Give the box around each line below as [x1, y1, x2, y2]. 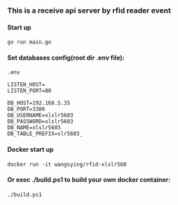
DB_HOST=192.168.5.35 [7, 100, 71, 107]
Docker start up [7, 145, 54, 153]
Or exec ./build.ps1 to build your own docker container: [7, 176, 171, 184]
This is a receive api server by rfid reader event [7, 6, 172, 15]
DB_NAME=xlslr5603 [7, 124, 61, 131]
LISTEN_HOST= [7, 81, 46, 88]
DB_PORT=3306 [7, 106, 46, 113]
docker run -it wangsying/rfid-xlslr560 [7, 161, 128, 168]
